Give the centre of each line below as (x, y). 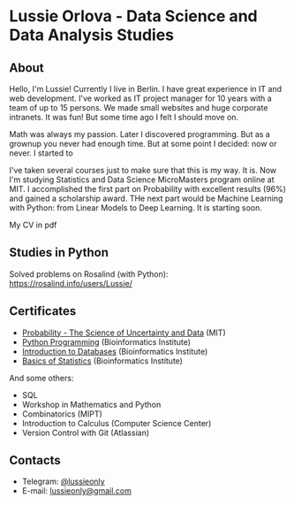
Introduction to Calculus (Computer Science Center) (117, 423)
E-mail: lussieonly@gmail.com (77, 491)
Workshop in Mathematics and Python (91, 404)
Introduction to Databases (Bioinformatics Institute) (115, 351)
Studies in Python (59, 252)
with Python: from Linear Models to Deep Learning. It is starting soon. (136, 208)
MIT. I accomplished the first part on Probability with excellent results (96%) (148, 189)
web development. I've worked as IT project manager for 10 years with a (140, 98)
